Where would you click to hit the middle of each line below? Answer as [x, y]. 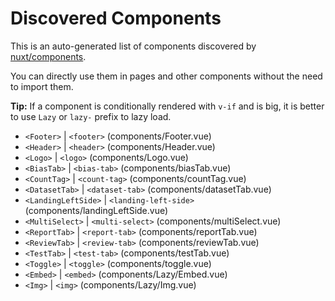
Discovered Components [116, 18]
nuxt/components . [48, 56]
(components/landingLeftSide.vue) [96, 210]
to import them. [42, 86]
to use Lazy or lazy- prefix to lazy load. [91, 116]
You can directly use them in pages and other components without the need [166, 76]
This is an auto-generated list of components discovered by [133, 46]
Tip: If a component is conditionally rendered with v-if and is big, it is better [167, 106]
